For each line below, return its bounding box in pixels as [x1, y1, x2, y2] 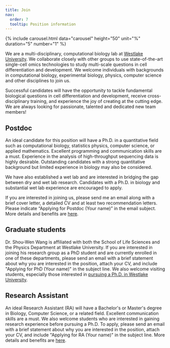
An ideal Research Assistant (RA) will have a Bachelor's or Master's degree [5, 305, 162, 311]
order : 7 [10, 17, 28, 22]
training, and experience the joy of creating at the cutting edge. [30, 98, 163, 105]
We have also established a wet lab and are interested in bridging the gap [5, 174, 159, 180]
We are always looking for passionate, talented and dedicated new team [5, 103, 156, 110]
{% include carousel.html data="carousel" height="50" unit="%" [5, 36, 141, 42]
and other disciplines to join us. [5, 78, 71, 84]
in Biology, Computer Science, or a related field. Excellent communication [5, 310, 159, 316]
